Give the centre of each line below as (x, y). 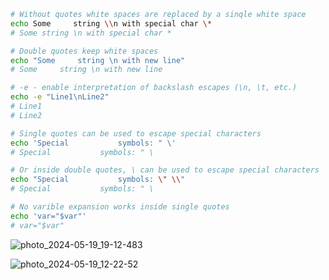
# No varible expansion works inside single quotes (120, 207)
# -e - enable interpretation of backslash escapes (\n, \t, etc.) (154, 88)
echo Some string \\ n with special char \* (111, 23)
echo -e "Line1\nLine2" (60, 97)
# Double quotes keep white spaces (84, 51)
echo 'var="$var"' (48, 216)
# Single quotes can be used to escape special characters (136, 133)
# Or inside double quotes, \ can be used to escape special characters (165, 170)
